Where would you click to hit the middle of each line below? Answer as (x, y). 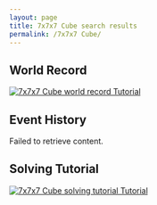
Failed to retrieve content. (57, 141)
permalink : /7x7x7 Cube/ (55, 34)
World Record (48, 70)
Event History (48, 120)
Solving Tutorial (54, 169)
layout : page (33, 17)
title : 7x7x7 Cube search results (74, 26)
